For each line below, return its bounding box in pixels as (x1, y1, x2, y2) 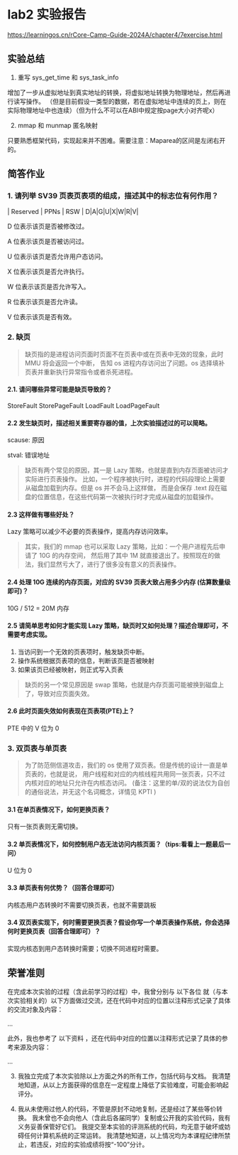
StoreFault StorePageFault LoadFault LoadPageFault (7, 401, 160, 409)
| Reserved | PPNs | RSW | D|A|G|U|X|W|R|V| (7, 208, 140, 216)
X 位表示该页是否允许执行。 (7, 267, 89, 276)
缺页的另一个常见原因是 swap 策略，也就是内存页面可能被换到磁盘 (24, 680, 218, 689)
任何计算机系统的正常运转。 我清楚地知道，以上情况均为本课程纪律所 (23, 1131, 225, 1139)
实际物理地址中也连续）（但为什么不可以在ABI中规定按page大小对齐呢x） (7, 106, 219, 114)
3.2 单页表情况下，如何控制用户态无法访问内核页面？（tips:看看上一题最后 (7, 840, 225, 849)
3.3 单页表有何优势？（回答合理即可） (7, 883, 118, 892)
